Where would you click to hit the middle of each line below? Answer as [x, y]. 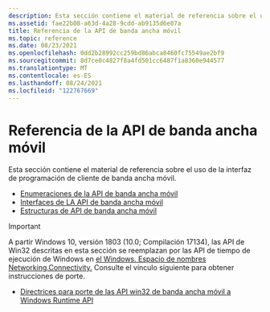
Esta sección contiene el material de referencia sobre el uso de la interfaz [130, 170]
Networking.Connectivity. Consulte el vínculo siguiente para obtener [121, 268]
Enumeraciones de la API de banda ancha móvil [99, 194]
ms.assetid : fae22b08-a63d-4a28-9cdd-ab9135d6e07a [95, 23]
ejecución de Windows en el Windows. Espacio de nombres [107, 259]
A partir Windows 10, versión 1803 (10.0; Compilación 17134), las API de [127, 242]
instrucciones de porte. [47, 276]
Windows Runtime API [57, 300]
